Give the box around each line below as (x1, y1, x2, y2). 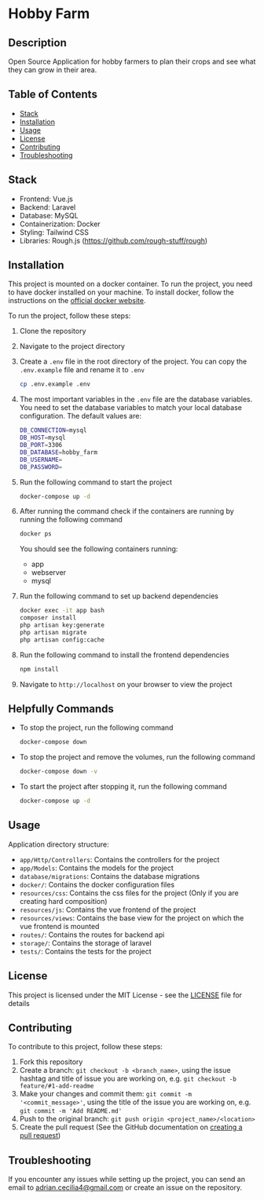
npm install (19, 665, 59, 673)
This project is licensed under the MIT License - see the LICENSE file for (8, 990, 242, 1000)
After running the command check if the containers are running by (19, 507, 234, 516)
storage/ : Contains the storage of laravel (19, 938, 152, 947)
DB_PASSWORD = (19, 463, 63, 471)
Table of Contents (8, 88, 98, 101)
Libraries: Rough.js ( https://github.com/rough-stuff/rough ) (19, 236, 208, 245)
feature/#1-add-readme (19, 1082, 94, 1090)
